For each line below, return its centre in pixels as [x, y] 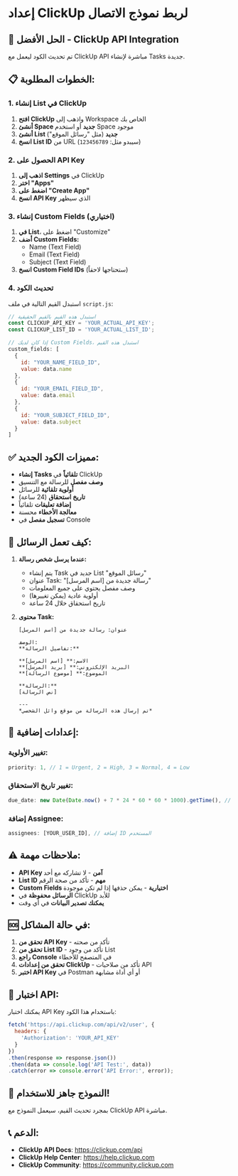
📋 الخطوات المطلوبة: [52, 80]
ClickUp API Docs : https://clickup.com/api [80, 1150]
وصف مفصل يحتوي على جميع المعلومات [82, 588]
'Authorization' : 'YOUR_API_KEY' [70, 1038]
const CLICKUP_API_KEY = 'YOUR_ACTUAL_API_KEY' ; [81, 323]
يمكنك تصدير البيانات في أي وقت [61, 902]
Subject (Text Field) [58, 262]
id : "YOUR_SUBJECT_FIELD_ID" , [66, 415]
